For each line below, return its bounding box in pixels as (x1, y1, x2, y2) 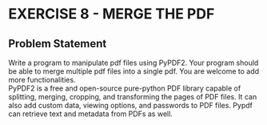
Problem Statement (8, 37, 107, 50)
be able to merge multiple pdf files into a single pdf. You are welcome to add (8, 67, 260, 76)
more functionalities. (8, 75, 76, 84)
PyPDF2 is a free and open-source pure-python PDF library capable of (8, 83, 241, 93)
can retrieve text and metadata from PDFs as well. (8, 109, 173, 119)
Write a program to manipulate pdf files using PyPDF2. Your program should (8, 58, 259, 67)
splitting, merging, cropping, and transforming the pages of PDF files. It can (8, 92, 257, 101)
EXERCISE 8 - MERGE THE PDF (8, 5, 215, 23)
